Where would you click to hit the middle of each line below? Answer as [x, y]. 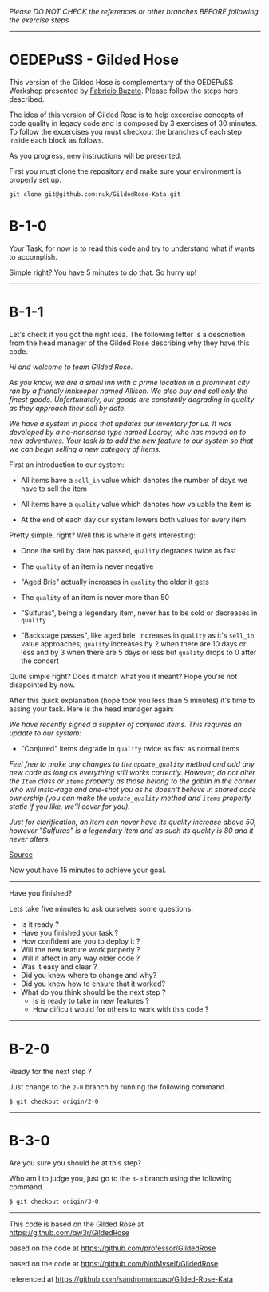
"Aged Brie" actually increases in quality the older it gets [115, 582]
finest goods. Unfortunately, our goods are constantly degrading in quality [132, 399]
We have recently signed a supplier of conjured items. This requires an [126, 724]
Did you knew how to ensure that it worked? [93, 984]
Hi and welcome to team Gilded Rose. [71, 367]
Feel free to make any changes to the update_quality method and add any [132, 763]
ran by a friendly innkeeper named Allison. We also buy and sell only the [129, 391]
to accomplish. [34, 256]
